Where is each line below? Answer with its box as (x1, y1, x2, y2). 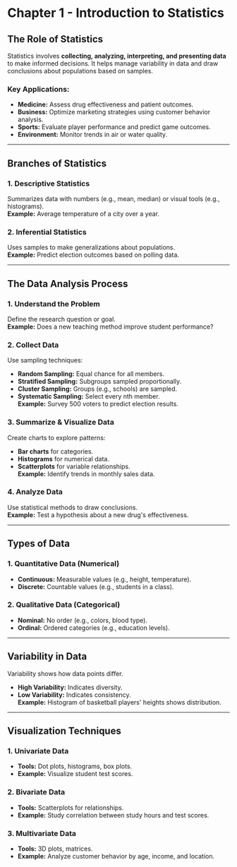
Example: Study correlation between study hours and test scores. (17, 811, 209, 819)
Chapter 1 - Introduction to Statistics (7, 5, 224, 21)
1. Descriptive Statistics (7, 178, 90, 188)
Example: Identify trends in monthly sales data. (17, 469, 155, 478)
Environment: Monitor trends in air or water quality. (17, 131, 168, 139)
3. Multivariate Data (7, 828, 76, 838)
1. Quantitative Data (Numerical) (7, 559, 120, 569)
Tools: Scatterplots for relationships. (17, 803, 124, 812)
